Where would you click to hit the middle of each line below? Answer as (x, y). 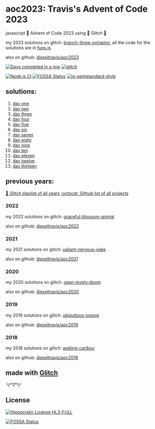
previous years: (30, 182)
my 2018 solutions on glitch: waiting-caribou (50, 348)
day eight (22, 140)
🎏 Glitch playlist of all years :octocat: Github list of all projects (67, 193)
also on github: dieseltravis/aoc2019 (42, 325)
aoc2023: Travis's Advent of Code (77, 9)
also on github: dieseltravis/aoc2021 (42, 259)
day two (21, 108)
